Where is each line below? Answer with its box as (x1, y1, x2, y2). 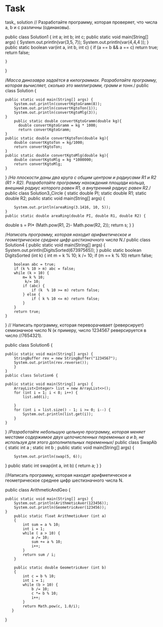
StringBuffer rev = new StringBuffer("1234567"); (14, 355, 118, 361)
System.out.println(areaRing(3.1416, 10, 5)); (14, 205, 111, 210)
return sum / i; (23, 552, 56, 557)
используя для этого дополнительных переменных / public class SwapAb (5, 439, 157, 445)
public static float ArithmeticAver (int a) (14, 514, 107, 518)
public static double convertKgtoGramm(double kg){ (14, 118, 122, 123)
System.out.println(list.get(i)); (23, 411, 93, 416)
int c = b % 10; (23, 573, 56, 578)
